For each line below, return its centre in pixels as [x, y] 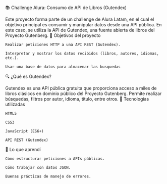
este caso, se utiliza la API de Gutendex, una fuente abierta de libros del [80, 30]
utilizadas [15, 104]
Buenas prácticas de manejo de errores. [48, 176]
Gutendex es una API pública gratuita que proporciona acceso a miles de [81, 88]
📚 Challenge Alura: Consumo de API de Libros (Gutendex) [66, 8]
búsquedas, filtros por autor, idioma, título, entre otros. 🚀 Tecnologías [77, 99]
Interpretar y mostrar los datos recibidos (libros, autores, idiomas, [82, 54]
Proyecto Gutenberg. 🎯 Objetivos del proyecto [53, 35]
